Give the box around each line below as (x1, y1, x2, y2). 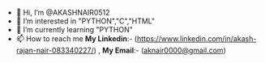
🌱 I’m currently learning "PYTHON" (15, 25, 134, 34)
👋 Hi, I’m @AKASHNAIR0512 (15, 8, 110, 17)
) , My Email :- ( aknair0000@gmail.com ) (93, 45, 227, 55)
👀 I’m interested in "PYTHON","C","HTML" (15, 16, 156, 26)
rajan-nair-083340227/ (15, 45, 95, 55)
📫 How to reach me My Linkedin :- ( (15, 34, 138, 44)
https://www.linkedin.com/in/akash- (136, 34, 257, 44)
